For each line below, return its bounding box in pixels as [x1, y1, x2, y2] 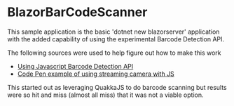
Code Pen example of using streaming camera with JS [17, 69, 175, 78]
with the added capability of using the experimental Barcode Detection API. [7, 34, 225, 43]
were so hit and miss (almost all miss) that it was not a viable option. [7, 91, 204, 99]
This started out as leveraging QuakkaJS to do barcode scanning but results [7, 83, 227, 91]
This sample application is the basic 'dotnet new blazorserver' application [7, 27, 220, 36]
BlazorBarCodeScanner [7, 4, 148, 20]
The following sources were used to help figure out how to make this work [7, 48, 221, 57]
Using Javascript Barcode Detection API [17, 62, 134, 70]
